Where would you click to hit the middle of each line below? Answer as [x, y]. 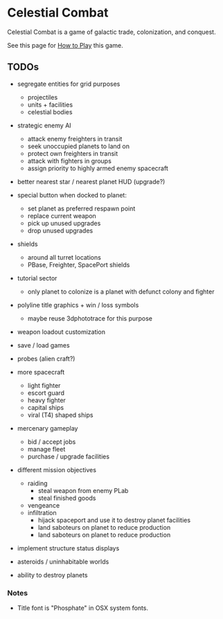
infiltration [42, 512]
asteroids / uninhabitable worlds [63, 562]
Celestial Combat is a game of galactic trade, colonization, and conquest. [111, 32]
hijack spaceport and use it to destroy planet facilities [114, 520]
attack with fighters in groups [70, 161]
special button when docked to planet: [72, 195]
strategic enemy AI [44, 125]
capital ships [46, 407]
